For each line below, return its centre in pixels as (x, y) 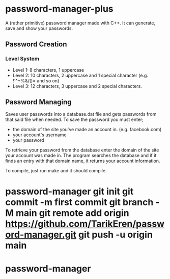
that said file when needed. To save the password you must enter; (75, 119)
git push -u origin (115, 235)
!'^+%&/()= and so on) (36, 81)
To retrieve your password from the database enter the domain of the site (82, 150)
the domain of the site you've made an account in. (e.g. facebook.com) (87, 130)
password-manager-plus (59, 9)
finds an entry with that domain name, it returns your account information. (83, 161)
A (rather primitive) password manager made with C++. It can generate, (80, 23)
